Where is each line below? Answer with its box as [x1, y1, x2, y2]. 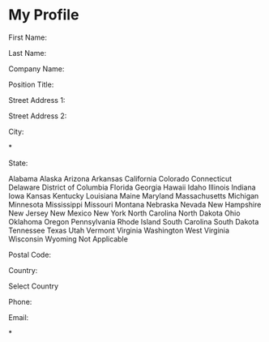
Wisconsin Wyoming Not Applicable [8, 233, 128, 244]
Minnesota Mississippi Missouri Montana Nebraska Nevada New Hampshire [8, 199, 262, 209]
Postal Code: [8, 250, 51, 259]
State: [8, 158, 28, 168]
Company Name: [8, 63, 65, 74]
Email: [8, 312, 29, 322]
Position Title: [8, 79, 54, 89]
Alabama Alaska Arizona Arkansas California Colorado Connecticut [8, 173, 233, 183]
